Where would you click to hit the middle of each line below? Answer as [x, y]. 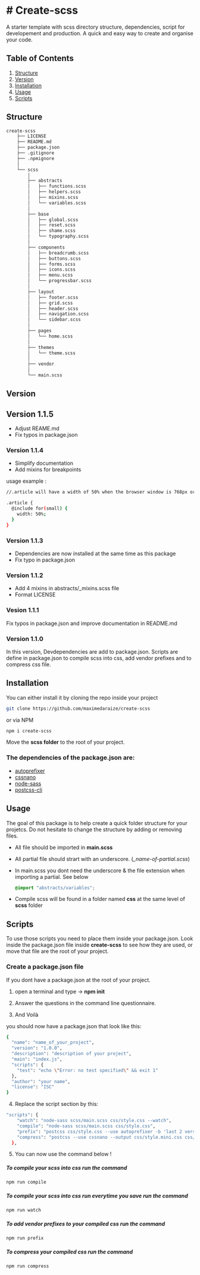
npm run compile [26, 1182]
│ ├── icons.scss [52, 269]
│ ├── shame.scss [52, 231]
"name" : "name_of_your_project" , [53, 1043]
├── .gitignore [36, 153]
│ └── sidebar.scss [54, 320]
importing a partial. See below [51, 876]
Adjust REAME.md [37, 428]
